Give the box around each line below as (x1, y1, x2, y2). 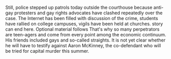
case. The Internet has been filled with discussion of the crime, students (5, 15, 158, 21)
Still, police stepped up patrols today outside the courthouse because (5, 5, 153, 10)
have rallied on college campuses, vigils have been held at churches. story (5, 21, 163, 27)
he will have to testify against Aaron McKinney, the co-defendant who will (5, 43, 161, 48)
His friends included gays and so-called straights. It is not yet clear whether (5, 37, 166, 43)
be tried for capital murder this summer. (5, 48, 89, 54)
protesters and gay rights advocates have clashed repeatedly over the (14, 10, 163, 16)
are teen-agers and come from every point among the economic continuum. (5, 32, 166, 37)
